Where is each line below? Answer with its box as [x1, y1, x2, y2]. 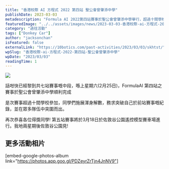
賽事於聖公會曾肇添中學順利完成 [5, 89, 71, 95]
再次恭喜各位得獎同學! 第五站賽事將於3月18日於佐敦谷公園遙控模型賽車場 [5, 117, 156, 123]
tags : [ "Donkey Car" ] [5, 31, 51, 36]
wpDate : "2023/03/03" [5, 54, 51, 59]
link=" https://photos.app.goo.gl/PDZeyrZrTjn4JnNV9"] [5, 158, 119, 164]
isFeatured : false [5, 40, 44, 45]
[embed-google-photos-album [5, 153, 69, 159]
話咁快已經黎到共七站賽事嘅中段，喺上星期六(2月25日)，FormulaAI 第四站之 [5, 82, 162, 89]
